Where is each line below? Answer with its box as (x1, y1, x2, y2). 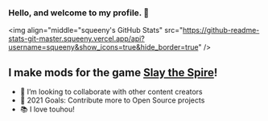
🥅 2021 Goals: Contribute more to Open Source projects (19, 95, 205, 105)
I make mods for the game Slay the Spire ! (8, 66, 218, 79)
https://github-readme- (182, 26, 260, 35)
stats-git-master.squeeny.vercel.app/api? (8, 34, 145, 43)
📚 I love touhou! (19, 104, 75, 115)
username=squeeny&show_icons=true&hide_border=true (8, 42, 199, 52)
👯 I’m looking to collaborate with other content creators (19, 87, 203, 97)
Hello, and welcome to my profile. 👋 (8, 7, 150, 18)
